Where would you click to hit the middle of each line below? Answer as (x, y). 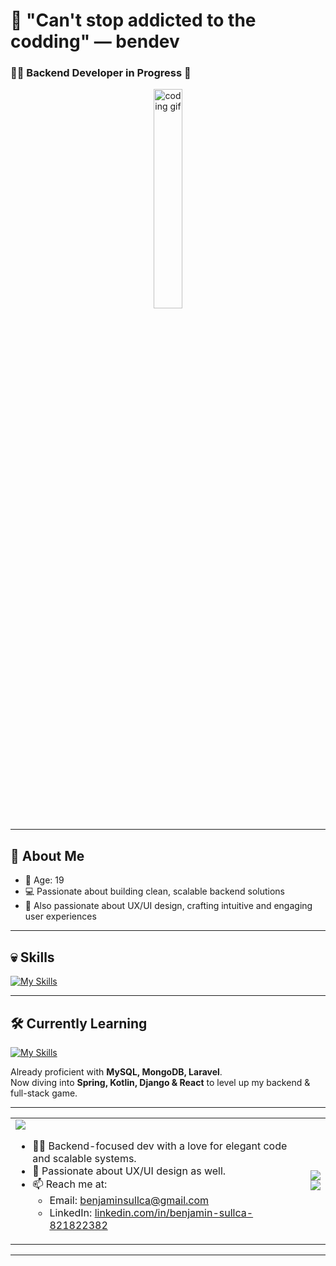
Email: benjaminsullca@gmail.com (129, 1200)
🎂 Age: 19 (44, 880)
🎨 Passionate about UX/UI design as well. (129, 1171)
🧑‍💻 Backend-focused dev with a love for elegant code (160, 1146)
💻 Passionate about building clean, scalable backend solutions (155, 891)
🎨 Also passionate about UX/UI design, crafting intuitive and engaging (168, 906)
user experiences (60, 916)
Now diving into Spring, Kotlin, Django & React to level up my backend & (160, 1082)
